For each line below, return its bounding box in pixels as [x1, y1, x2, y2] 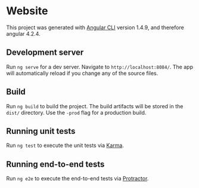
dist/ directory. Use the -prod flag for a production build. [6, 109, 147, 116]
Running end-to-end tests [6, 159, 105, 169]
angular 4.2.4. [6, 30, 41, 37]
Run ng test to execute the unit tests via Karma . [6, 142, 124, 149]
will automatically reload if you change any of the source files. [6, 70, 158, 77]
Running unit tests [6, 126, 76, 136]
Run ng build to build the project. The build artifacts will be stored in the [6, 102, 184, 109]
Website [6, 4, 48, 18]
